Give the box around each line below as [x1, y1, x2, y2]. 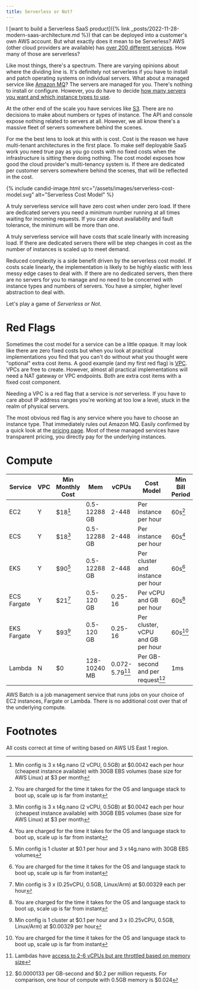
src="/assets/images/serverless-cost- [81, 185, 175, 192]
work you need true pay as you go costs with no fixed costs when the [6, 148, 176, 155]
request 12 [137, 675, 166, 684]
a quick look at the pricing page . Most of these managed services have [6, 426, 179, 434]
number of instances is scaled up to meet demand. [6, 245, 130, 252]
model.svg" [6, 191, 34, 198]
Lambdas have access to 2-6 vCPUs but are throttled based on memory [14, 952, 191, 959]
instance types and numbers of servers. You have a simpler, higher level [6, 282, 182, 289]
